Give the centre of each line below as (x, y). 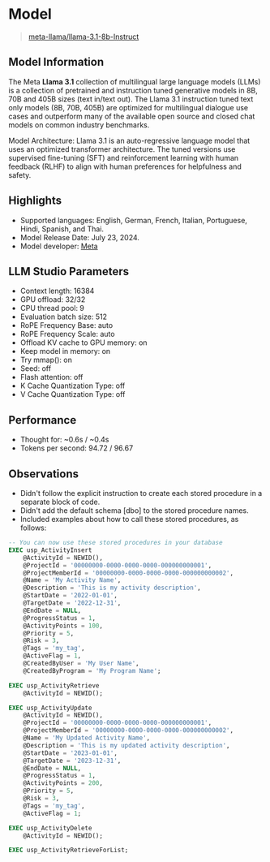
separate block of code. (60, 502)
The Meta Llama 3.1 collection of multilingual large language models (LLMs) (135, 81)
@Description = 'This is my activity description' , (112, 588)
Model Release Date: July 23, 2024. (80, 237)
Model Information (56, 62)
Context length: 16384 (57, 291)
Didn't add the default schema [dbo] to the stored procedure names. (134, 511)
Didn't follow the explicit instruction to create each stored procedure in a (141, 493)
